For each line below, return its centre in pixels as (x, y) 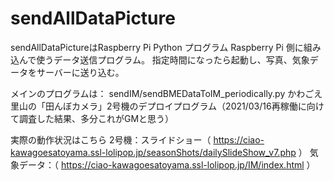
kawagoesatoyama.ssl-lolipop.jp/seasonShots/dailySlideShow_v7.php (153, 152)
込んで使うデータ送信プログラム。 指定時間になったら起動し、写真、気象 (160, 59)
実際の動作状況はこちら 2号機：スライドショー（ (111, 139)
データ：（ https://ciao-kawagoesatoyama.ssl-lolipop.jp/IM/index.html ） (167, 164)
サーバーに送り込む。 (80, 72)
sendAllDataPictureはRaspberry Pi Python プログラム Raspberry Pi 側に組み (166, 47)
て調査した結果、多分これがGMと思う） (92, 118)
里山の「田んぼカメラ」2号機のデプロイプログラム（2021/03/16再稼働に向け (167, 106)
